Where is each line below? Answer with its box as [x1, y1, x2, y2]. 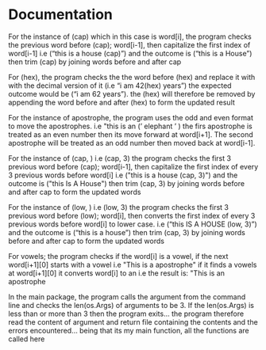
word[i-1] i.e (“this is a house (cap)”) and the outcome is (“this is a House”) [8, 48, 253, 58]
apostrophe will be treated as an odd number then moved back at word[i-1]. [8, 138, 256, 147]
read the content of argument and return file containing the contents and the [8, 317, 258, 326]
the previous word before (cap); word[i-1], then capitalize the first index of [8, 40, 251, 49]
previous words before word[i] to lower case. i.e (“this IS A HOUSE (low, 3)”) [8, 219, 258, 229]
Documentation [8, 6, 114, 24]
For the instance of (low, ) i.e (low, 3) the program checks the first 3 [8, 202, 229, 211]
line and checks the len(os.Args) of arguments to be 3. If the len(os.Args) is [8, 300, 254, 310]
